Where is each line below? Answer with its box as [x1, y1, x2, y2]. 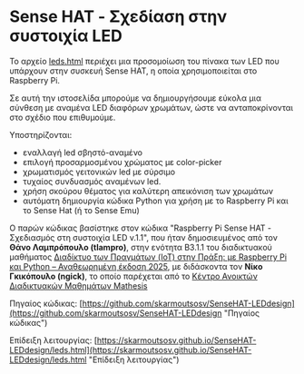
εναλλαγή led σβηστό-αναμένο [22, 147, 143, 158]
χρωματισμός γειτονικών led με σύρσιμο [22, 166, 175, 177]
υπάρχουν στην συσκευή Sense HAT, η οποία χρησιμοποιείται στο [9, 65, 258, 76]
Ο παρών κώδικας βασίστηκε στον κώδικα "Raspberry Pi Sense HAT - [9, 222, 272, 233]
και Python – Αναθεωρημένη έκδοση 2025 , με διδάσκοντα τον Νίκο [9, 261, 263, 271]
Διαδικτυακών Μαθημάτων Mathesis [9, 280, 148, 291]
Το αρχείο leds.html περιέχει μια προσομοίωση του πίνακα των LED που [9, 55, 279, 66]
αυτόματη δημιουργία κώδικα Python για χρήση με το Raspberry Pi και [22, 195, 289, 206]
